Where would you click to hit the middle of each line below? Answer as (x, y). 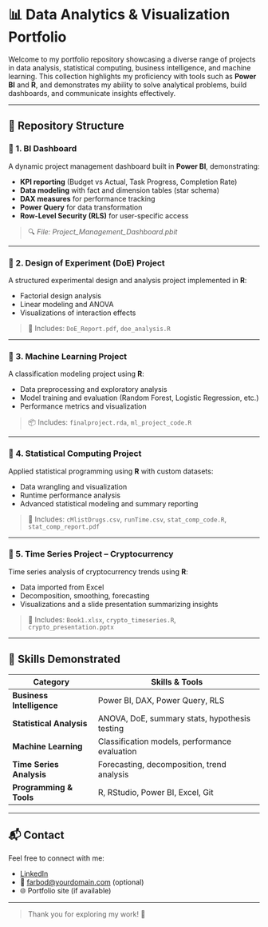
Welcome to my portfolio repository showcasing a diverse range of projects (132, 59)
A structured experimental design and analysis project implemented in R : (128, 280)
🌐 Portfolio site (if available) (65, 891)
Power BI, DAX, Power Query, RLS (161, 700)
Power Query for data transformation (81, 207)
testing (111, 728)
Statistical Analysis (50, 723)
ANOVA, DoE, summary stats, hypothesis (174, 718)
